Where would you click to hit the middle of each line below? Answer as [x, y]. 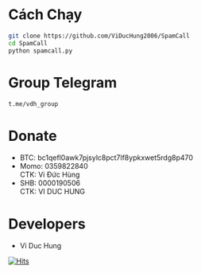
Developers [47, 224]
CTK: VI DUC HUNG [52, 192]
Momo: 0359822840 [54, 166]
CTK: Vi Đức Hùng [50, 175]
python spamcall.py [41, 51]
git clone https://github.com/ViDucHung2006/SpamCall [99, 36]
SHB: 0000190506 [50, 183]
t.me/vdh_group [33, 104]
